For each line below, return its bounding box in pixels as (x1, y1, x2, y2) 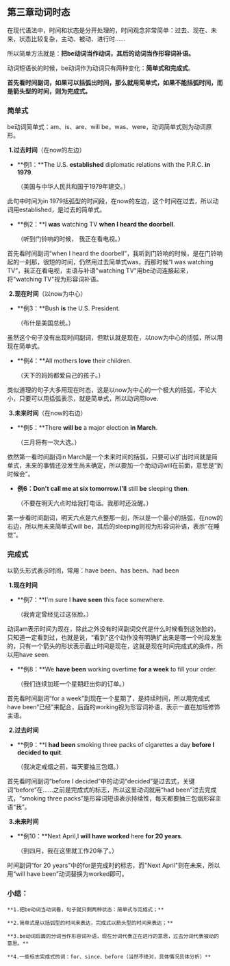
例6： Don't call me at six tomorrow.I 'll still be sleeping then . (16, 485, 190, 493)
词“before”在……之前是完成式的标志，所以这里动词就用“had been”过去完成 (7, 785, 217, 794)
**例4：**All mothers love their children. (16, 356, 132, 365)
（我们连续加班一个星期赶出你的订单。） (16, 680, 129, 688)
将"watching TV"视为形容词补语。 (7, 275, 103, 284)
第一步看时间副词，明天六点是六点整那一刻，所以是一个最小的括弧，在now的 (7, 514, 223, 522)
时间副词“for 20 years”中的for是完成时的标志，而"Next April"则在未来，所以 (7, 861, 220, 870)
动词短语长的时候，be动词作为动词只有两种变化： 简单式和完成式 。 (7, 64, 194, 72)
